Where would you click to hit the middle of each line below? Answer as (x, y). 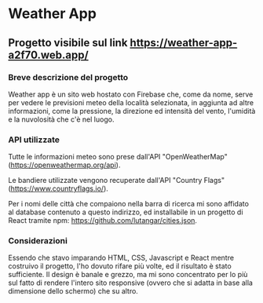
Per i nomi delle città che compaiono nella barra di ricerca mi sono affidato (129, 204)
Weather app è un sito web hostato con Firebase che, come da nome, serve (131, 94)
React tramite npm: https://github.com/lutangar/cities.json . (103, 221)
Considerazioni (38, 241)
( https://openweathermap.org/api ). (64, 165)
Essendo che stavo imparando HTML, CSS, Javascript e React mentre (121, 258)
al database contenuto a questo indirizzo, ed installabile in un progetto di (126, 212)
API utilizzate (34, 140)
